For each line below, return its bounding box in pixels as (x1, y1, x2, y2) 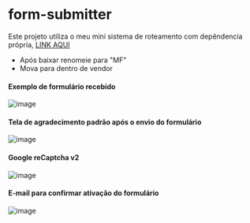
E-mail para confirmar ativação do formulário (8, 188, 159, 198)
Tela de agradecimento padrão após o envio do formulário (8, 117, 202, 127)
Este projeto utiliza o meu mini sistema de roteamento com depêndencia (8, 32, 243, 41)
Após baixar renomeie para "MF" (19, 55, 127, 65)
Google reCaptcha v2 (8, 152, 80, 162)
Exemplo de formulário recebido (8, 81, 116, 91)
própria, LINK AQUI (8, 39, 70, 49)
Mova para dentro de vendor (19, 63, 113, 72)
